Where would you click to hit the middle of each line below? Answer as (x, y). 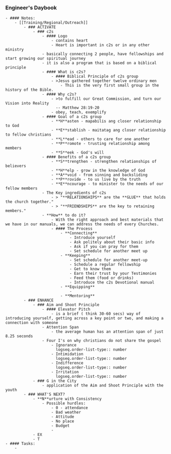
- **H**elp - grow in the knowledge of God (98, 170)
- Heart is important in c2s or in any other (100, 45)
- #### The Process (72, 229)
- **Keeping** (75, 256)
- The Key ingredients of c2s (74, 193)
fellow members (22, 188)
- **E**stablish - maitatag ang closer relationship (109, 130)
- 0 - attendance (69, 408)
